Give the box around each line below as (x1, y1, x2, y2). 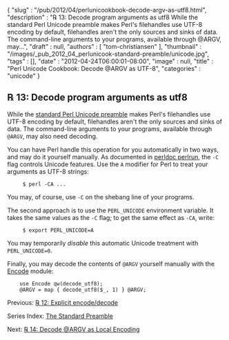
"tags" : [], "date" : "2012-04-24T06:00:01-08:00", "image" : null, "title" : (7, 57, 214, 65)
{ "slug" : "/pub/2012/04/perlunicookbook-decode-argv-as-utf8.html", (7, 6, 207, 14)
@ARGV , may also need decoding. (7, 132, 98, 140)
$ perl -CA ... (22, 181, 67, 188)
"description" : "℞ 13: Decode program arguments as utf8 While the (7, 13, 199, 21)
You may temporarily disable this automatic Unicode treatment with (7, 239, 199, 247)
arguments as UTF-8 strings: (7, 167, 90, 175)
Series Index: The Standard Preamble (7, 312, 114, 320)
